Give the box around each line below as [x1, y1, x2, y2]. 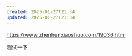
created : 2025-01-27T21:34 [6, 8, 75, 15]
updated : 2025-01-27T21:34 [6, 14, 75, 20]
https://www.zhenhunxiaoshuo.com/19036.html [6, 31, 127, 38]
